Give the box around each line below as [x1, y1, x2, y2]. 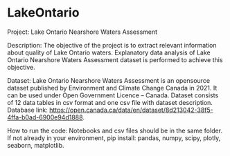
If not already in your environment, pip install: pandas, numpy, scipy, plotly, [7, 133, 221, 142]
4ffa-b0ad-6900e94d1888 [7, 113, 83, 121]
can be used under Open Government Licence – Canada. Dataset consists [7, 91, 219, 99]
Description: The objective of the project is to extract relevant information [7, 41, 217, 49]
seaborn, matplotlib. [7, 141, 64, 149]
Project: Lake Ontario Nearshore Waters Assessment [7, 28, 158, 36]
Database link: [7, 106, 48, 114]
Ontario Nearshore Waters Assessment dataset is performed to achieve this [7, 55, 223, 64]
